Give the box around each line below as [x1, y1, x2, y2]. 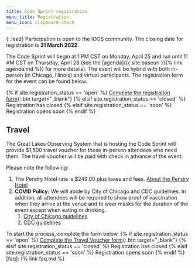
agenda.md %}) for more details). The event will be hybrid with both [6, 66, 170, 73]
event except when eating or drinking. [14, 207, 107, 214]
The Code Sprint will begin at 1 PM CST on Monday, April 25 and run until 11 [6, 53, 189, 60]
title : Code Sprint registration [6, 8, 88, 15]
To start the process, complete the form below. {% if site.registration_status [6, 231, 189, 238]
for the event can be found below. [6, 78, 88, 85]
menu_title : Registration [6, 14, 69, 20]
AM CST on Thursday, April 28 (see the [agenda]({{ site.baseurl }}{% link [6, 59, 183, 66]
